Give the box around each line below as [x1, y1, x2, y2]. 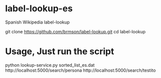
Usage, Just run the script [5, 46, 114, 57]
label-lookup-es [5, 3, 73, 14]
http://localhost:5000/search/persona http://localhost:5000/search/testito [5, 67, 156, 73]
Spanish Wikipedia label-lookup [5, 19, 70, 25]
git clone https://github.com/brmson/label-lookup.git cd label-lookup [5, 28, 146, 34]
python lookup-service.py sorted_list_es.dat [5, 62, 95, 68]
